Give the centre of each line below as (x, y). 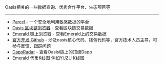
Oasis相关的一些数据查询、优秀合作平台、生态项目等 (58, 7)
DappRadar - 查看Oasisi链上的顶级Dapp (52, 52)
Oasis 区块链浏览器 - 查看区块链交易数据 (53, 28)
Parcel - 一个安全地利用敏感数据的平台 (51, 22)
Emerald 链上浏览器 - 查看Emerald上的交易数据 (59, 34)
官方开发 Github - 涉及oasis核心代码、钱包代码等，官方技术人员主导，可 (85, 40)
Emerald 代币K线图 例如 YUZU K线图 (48, 58)
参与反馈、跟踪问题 (31, 46)
